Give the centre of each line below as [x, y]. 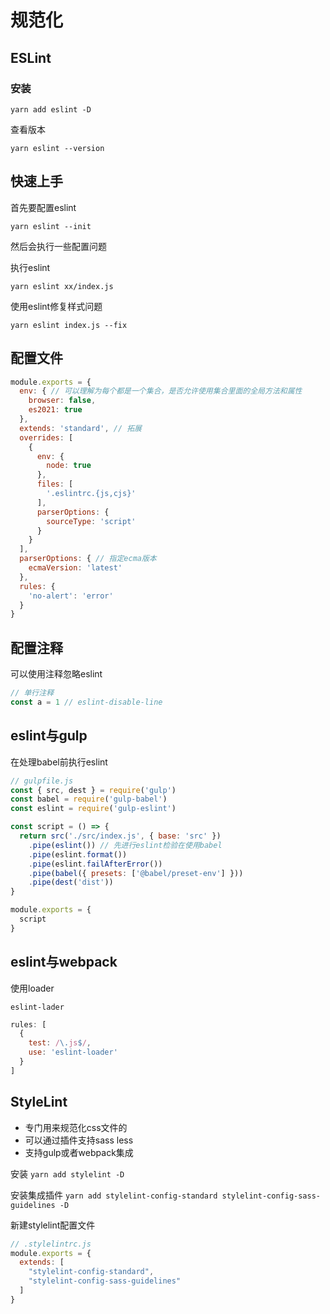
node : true [69, 466]
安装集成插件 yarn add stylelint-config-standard [114, 1195]
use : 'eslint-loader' [73, 1052]
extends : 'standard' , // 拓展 [80, 428]
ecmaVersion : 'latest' [75, 568]
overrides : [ [46, 437]
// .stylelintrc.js [51, 1244]
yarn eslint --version [57, 148]
